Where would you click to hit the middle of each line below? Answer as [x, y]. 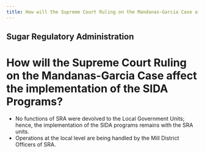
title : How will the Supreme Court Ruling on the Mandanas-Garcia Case [99, 12]
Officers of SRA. [35, 144]
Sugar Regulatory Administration [70, 37]
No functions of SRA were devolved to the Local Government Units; [100, 118]
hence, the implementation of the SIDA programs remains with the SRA [104, 125]
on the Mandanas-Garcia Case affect [102, 76]
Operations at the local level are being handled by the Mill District [97, 138]
